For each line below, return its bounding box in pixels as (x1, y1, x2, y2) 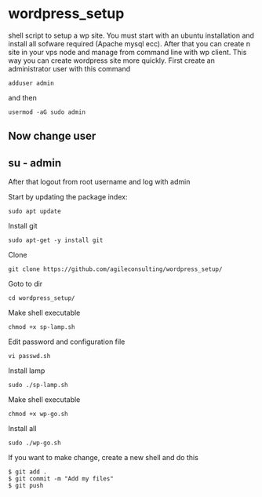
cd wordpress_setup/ (8, 294, 76, 302)
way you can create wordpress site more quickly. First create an (8, 56, 216, 65)
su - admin (8, 156, 61, 170)
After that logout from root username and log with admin (8, 177, 191, 187)
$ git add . (8, 468, 47, 476)
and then (8, 93, 37, 102)
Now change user (8, 130, 96, 143)
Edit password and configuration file (8, 337, 126, 346)
